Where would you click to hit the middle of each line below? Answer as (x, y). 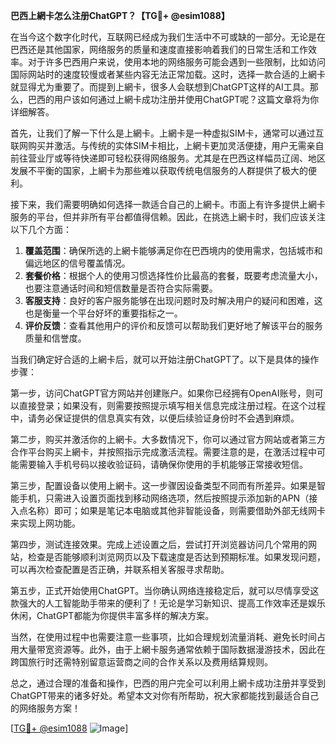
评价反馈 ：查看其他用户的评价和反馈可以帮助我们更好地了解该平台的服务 (173, 325)
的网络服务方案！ (45, 708)
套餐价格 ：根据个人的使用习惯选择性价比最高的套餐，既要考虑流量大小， (173, 275)
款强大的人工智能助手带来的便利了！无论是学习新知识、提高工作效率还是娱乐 (168, 603)
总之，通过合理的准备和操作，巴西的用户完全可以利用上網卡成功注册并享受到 (168, 683)
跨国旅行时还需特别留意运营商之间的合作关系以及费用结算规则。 (141, 662)
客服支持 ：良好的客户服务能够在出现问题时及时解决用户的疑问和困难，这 (173, 300)
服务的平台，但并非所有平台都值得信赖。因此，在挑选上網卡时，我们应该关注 (168, 217)
